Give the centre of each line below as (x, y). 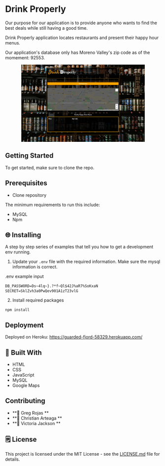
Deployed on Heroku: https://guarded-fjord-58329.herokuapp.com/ (74, 337)
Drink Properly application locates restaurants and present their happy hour (82, 38)
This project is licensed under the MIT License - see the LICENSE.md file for (82, 454)
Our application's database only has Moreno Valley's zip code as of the (78, 52)
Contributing (25, 401)
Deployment (24, 325)
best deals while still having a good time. (46, 28)
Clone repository (29, 195)
